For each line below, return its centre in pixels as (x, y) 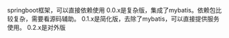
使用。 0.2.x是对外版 (36, 27)
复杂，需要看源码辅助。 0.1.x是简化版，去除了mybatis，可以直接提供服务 (116, 19)
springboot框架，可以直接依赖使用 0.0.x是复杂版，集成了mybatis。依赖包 (111, 10)
